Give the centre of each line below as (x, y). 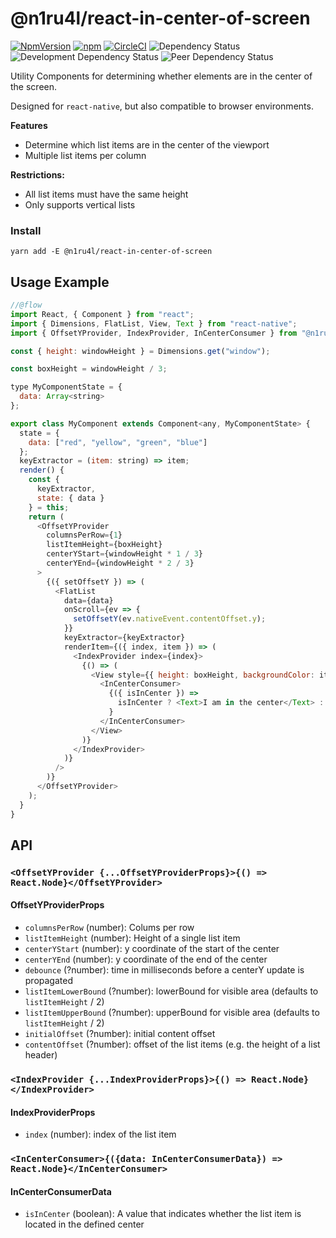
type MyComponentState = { (66, 387)
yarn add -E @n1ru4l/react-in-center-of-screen (111, 252)
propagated (48, 981)
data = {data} (88, 600)
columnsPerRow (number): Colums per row (109, 928)
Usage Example (60, 282)
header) (41, 1055)
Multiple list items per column (85, 155)
